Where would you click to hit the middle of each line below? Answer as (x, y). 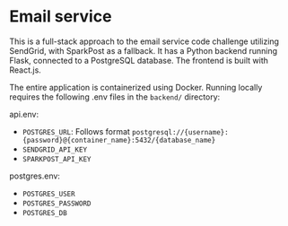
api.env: (24, 114)
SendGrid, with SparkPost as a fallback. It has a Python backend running (144, 50)
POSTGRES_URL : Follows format (76, 131)
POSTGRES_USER (48, 194)
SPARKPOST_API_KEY (57, 159)
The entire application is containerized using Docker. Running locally (136, 87)
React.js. (26, 70)
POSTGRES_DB (44, 213)
